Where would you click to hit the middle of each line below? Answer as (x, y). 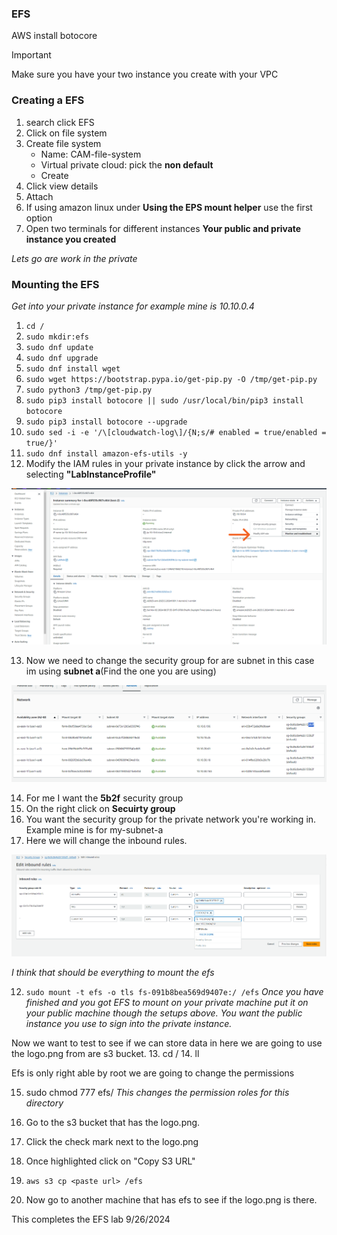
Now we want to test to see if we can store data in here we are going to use (167, 1043)
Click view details (62, 186)
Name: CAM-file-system (91, 154)
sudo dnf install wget (73, 368)
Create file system (63, 143)
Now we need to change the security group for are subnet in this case (170, 660)
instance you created (71, 239)
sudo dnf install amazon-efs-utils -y (106, 453)
